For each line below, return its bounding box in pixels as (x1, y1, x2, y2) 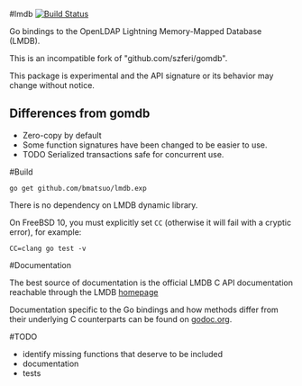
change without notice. (9, 80, 95, 90)
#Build (9, 166, 33, 177)
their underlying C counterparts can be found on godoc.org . (9, 313, 233, 324)
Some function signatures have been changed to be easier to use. (22, 139, 268, 150)
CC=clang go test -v (9, 244, 87, 253)
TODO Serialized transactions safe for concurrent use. (22, 148, 224, 159)
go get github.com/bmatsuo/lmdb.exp (9, 184, 147, 193)
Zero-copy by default (22, 130, 102, 140)
